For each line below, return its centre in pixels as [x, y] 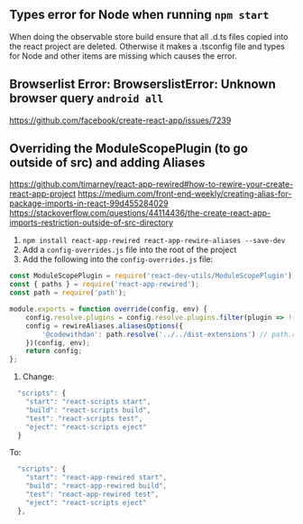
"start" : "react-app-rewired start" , [96, 478]
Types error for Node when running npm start [139, 15]
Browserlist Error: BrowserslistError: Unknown [143, 84]
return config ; [54, 351]
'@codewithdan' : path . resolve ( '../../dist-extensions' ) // [155, 334]
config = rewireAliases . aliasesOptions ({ [104, 326]
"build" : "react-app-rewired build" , [96, 486]
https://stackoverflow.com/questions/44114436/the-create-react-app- [140, 213]
